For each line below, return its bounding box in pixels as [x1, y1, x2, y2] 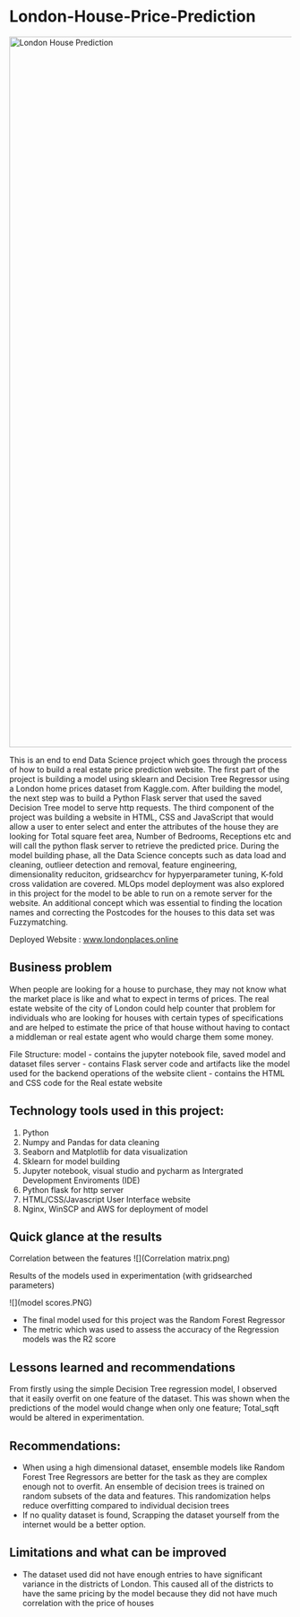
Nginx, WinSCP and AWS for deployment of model [21, 1204, 209, 1214]
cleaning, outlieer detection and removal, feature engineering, [9, 859, 237, 870]
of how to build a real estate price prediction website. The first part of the [9, 764, 280, 775]
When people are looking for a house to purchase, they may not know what [9, 984, 287, 995]
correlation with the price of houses [21, 1597, 155, 1608]
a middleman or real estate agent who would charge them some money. [9, 1031, 274, 1042]
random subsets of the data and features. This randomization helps [21, 1491, 271, 1501]
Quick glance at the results [9, 1229, 163, 1244]
